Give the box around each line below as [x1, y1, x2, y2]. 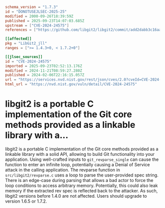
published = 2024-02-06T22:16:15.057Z [5, 73, 84, 78]
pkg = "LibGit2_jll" [5, 41, 48, 46]
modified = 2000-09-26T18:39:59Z [5, 14, 74, 19]
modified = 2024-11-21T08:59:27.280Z [5, 68, 82, 73]
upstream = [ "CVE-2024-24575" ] [5, 23, 69, 28]
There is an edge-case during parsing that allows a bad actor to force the [5, 177, 154, 183]
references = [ [5, 28, 36, 32]
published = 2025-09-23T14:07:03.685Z [5, 18, 84, 23]
